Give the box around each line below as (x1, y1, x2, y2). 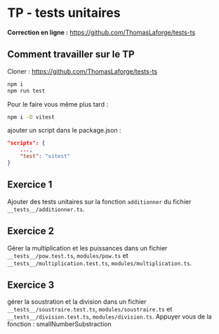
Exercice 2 (7, 225, 55, 237)
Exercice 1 (7, 179, 53, 191)
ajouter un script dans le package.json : (7, 126, 121, 135)
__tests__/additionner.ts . (7, 205, 85, 213)
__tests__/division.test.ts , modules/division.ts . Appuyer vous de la (7, 312, 212, 321)
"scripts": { (7, 140, 46, 147)
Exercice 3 (7, 279, 55, 290)
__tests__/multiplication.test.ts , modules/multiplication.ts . (7, 258, 192, 267)
